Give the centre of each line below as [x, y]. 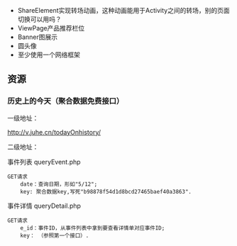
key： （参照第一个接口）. [55, 235]
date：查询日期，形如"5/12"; [59, 184]
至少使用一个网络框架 [49, 55]
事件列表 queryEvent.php [44, 162]
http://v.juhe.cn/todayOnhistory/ [54, 132]
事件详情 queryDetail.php [44, 206]
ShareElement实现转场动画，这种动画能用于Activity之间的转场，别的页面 [123, 10]
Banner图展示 [38, 37]
